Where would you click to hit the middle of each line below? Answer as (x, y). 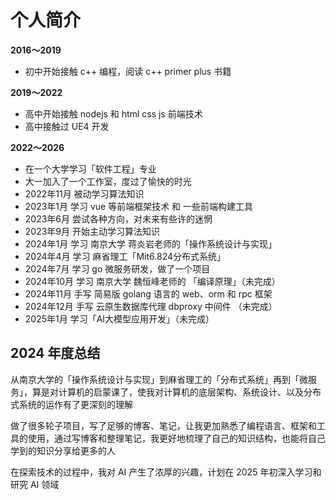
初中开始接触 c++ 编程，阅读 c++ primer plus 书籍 (128, 71)
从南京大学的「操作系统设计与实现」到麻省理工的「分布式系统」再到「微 (159, 379)
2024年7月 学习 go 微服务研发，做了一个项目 (117, 268)
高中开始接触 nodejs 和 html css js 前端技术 (113, 113)
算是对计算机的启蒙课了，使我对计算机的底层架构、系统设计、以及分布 (176, 392)
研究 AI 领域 (35, 484)
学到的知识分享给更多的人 (63, 450)
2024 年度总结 (55, 353)
